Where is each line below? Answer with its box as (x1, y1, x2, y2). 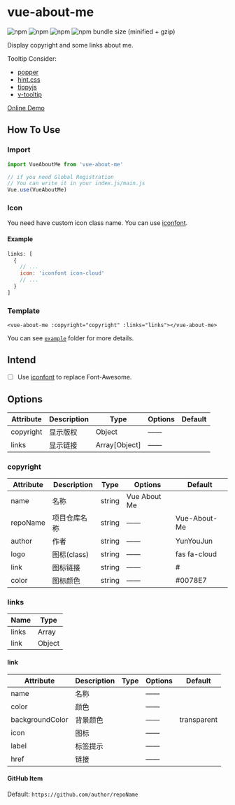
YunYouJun (175, 536, 213, 546)
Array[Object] (95, 440, 141, 449)
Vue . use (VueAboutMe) (7, 187, 68, 194)
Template (7, 305, 41, 315)
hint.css (17, 75, 41, 84)
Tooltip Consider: (7, 54, 57, 63)
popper (17, 68, 39, 76)
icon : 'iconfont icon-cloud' (20, 270, 105, 277)
